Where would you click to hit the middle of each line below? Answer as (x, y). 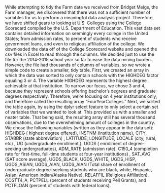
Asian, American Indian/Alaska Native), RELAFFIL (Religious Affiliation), (77, 175)
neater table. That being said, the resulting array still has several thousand (80, 117)
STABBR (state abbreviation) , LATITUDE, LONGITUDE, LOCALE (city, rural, (81, 138)
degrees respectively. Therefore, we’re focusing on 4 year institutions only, (81, 96)
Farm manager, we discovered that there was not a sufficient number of (78, 12)
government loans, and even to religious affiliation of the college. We (75, 44)
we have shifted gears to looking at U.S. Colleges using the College (73, 23)
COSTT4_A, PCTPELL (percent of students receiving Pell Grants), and (76, 180)
